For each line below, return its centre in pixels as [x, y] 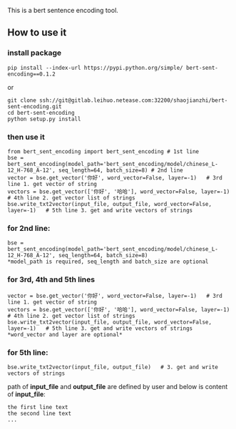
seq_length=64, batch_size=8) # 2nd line [120, 170]
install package [35, 53]
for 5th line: [28, 352]
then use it [26, 137]
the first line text [38, 407]
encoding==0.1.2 [31, 74]
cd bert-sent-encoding [41, 113]
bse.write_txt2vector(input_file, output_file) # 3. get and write [113, 367]
